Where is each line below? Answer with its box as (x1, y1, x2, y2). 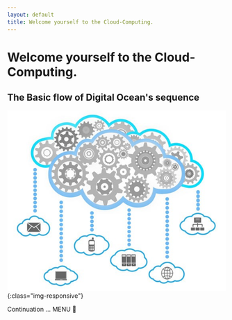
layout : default (7, 11, 54, 18)
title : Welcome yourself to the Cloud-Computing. (7, 18, 154, 26)
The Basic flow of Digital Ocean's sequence (7, 92, 200, 103)
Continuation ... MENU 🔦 (7, 305, 77, 313)
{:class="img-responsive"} (7, 292, 84, 300)
